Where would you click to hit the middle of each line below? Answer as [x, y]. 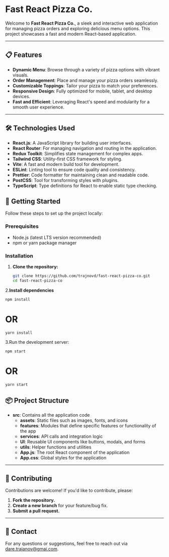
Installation [19, 256]
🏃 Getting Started [33, 201]
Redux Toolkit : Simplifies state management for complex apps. [78, 153]
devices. [21, 96]
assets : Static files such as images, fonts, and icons [74, 420]
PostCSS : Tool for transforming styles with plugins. [66, 180]
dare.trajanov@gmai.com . [32, 549]
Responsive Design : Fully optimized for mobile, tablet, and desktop [82, 91]
